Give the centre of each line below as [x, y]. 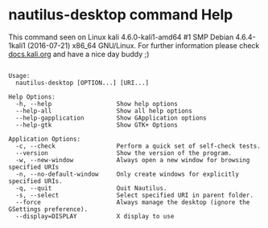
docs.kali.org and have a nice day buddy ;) [79, 54]
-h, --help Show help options [97, 104]
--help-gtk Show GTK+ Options [97, 125]
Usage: [19, 75]
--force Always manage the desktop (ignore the [133, 202]
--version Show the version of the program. [124, 153]
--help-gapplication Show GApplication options [111, 118]
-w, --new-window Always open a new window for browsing [133, 160]
